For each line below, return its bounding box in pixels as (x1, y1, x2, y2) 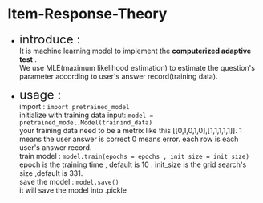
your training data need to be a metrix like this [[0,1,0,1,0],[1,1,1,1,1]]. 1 (18, 125, 242, 135)
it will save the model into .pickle (18, 185, 127, 195)
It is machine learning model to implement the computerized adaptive (18, 46, 252, 55)
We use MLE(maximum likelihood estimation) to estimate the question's (18, 63, 256, 72)
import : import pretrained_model (18, 101, 130, 111)
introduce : (18, 31, 81, 47)
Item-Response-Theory (7, 5, 168, 23)
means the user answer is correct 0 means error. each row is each (18, 134, 239, 144)
